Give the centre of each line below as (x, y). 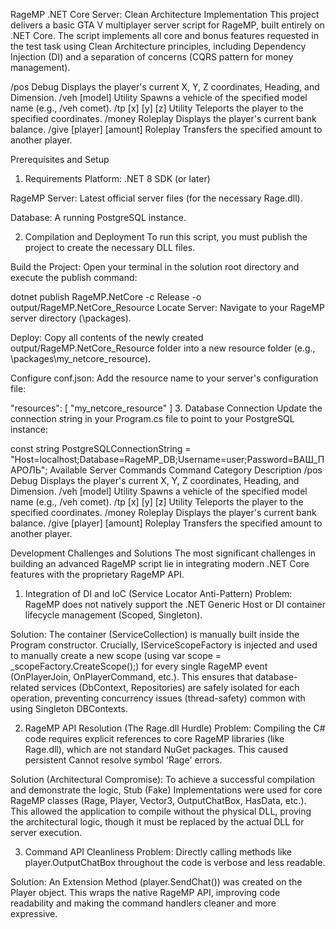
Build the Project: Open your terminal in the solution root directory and (155, 267)
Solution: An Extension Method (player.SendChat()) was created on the (156, 882)
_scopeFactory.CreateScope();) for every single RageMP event (139, 666)
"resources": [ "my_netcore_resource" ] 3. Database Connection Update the (166, 408)
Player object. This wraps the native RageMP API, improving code (145, 892)
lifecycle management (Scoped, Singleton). (113, 615)
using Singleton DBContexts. (69, 708)
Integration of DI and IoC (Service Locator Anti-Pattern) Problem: (158, 593)
